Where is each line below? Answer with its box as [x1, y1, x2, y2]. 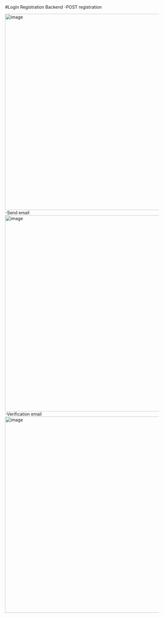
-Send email [5, 210, 30, 215]
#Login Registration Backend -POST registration [5, 4, 102, 10]
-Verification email [5, 411, 42, 417]
